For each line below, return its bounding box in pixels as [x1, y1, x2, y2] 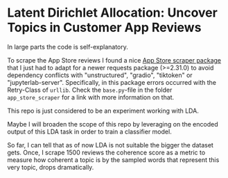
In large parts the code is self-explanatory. [7, 42, 128, 51]
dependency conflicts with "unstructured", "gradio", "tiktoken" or [7, 71, 193, 79]
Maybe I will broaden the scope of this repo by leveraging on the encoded [7, 120, 218, 128]
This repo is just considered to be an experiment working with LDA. [7, 106, 199, 115]
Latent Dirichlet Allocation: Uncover [7, 5, 218, 21]
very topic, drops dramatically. [7, 163, 94, 171]
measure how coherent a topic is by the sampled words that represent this [7, 155, 220, 164]
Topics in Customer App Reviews [7, 19, 202, 35]
